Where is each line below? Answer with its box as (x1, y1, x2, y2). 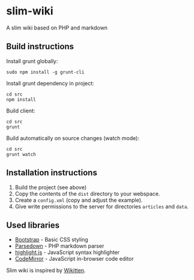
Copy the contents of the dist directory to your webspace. (14, 190, 160, 197)
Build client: (6, 107, 35, 114)
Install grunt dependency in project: (6, 79, 94, 87)
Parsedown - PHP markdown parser (14, 242, 105, 250)
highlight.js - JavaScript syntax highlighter (14, 249, 120, 256)
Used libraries (6, 220, 60, 230)
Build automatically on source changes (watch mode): (6, 134, 140, 142)
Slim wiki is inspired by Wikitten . (6, 267, 86, 274)
